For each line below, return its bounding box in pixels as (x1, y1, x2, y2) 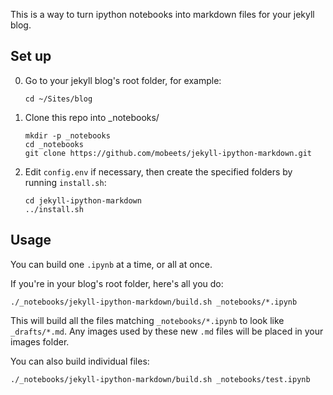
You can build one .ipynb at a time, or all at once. (10, 258, 213, 270)
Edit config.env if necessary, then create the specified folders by (24, 165, 293, 178)
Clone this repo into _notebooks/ (24, 111, 160, 123)
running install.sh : (24, 176, 107, 188)
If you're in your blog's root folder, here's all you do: (10, 277, 224, 289)
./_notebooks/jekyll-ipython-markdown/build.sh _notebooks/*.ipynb (10, 297, 298, 307)
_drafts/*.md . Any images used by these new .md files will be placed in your (10, 325, 324, 337)
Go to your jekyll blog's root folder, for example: (24, 74, 222, 86)
